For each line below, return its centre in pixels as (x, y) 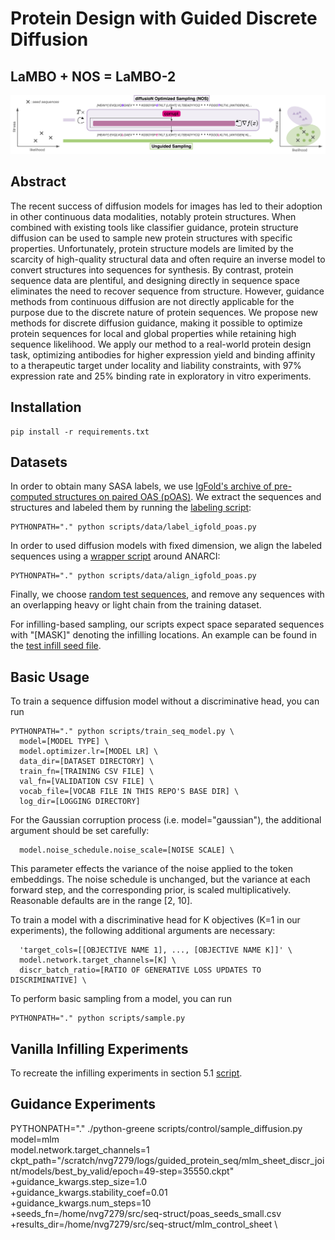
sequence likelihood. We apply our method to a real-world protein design (161, 344)
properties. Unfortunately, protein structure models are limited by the (152, 248)
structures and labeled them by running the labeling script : (131, 508)
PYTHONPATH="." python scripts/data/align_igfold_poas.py (133, 576)
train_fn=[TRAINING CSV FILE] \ (87, 772)
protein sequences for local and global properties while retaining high (153, 333)
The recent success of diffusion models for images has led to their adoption (166, 206)
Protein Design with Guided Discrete (164, 18)
